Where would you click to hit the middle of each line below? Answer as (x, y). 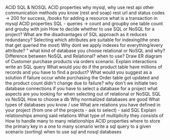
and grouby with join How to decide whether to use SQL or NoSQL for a (80, 29)
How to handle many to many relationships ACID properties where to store (83, 121)
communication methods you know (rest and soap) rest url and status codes (85, 13)
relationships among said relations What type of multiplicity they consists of (84, 116)
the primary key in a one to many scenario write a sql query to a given (78, 126)
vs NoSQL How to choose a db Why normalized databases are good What (82, 99)
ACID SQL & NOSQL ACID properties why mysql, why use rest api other (80, 7)
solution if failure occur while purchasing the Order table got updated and (82, 78)
